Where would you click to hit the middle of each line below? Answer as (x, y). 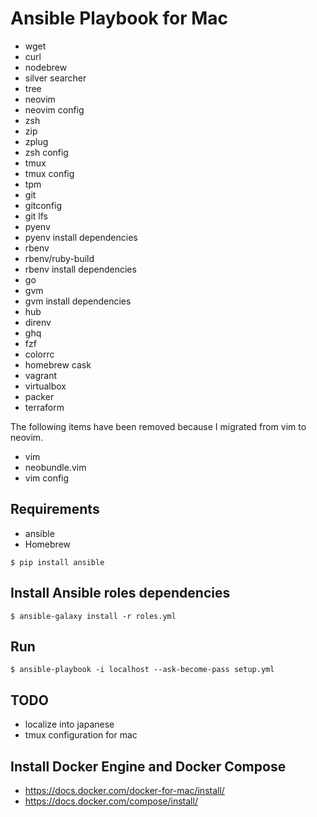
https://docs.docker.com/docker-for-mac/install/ (124, 790)
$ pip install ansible (57, 562)
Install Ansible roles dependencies (120, 593)
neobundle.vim (55, 467)
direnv (38, 322)
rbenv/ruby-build (59, 258)
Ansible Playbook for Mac (119, 18)
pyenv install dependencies (81, 237)
